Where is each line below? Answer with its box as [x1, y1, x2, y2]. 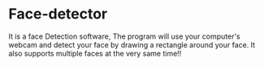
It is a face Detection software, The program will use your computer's [8, 31, 241, 41]
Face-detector [8, 5, 108, 23]
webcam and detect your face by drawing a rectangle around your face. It [8, 39, 256, 49]
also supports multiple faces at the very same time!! [8, 48, 182, 58]
